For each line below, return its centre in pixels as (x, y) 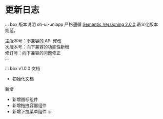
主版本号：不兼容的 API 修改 (33, 41)
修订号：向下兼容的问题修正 (33, 53)
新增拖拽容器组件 (29, 105)
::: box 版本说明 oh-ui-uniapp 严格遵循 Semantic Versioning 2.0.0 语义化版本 (81, 24)
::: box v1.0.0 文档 (23, 68)
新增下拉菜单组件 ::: (32, 111)
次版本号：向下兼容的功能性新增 (37, 47)
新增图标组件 (25, 99)
